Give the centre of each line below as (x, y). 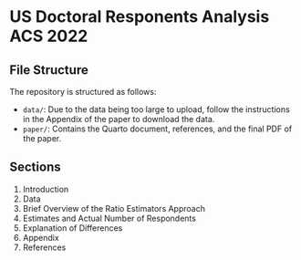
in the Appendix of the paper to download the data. (119, 119)
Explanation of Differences (73, 228)
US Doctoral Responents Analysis (140, 17)
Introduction (46, 189)
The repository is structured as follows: (83, 92)
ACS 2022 (49, 36)
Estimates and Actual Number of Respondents (109, 218)
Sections (35, 167)
